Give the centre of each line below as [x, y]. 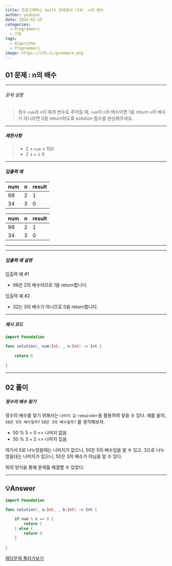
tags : [11, 39]
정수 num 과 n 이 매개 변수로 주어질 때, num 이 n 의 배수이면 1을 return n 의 [87, 112]
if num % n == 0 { [34, 519]
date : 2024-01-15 [24, 19]
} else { [24, 529]
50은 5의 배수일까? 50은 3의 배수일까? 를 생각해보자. [55, 422]
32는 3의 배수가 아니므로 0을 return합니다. [55, 307]
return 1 [33, 524]
